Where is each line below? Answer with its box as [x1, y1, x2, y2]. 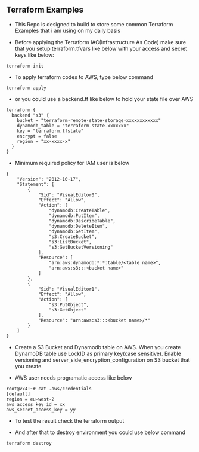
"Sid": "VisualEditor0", [38, 191, 100, 198]
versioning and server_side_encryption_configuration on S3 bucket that [14, 356, 191, 364]
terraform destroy [6, 440, 52, 446]
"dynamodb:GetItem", [48, 228, 100, 234]
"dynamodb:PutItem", [48, 212, 100, 219]
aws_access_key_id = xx [6, 401, 66, 407]
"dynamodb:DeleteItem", [48, 223, 108, 229]
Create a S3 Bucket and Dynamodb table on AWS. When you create [14, 343, 181, 350]
